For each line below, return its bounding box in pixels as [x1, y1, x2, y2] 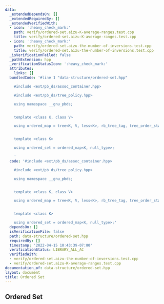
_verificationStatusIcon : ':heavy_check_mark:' [9, 61, 108, 66]
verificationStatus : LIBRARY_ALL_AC [9, 247, 84, 252]
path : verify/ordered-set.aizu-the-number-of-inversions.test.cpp [14, 43, 152, 48]
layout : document [5, 270, 41, 275]
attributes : [9, 66, 34, 71]
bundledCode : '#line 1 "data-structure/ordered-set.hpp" [9, 75, 128, 80]
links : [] [14, 71, 34, 76]
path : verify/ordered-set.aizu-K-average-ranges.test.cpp [14, 30, 134, 35]
